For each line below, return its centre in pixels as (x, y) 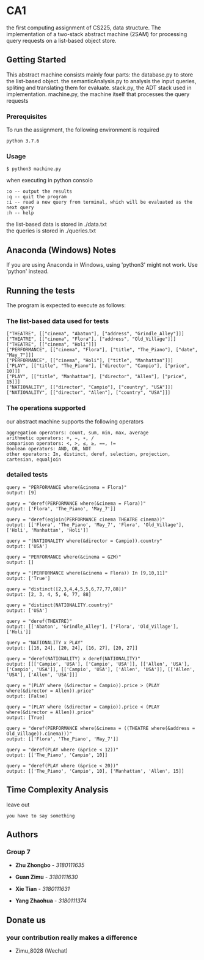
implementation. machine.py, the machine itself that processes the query (98, 94)
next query (20, 208)
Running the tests (41, 290)
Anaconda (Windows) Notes (61, 250)
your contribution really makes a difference (72, 937)
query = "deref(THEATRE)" (39, 621)
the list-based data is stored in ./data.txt (56, 225)
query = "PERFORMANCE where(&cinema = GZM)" (64, 557)
